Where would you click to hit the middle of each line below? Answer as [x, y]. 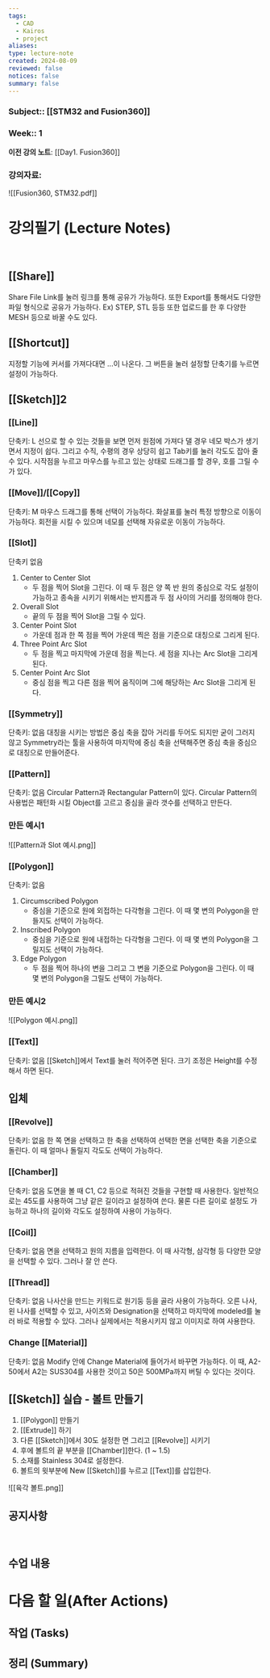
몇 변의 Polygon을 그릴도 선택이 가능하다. [97, 978]
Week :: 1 [25, 133]
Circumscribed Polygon [59, 901]
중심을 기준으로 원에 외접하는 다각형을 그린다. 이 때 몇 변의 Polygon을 [141, 910]
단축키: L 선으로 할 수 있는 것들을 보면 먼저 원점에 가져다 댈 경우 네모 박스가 [126, 441]
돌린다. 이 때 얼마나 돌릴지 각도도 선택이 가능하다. [86, 1150]
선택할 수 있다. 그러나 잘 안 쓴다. [67, 1260]
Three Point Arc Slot [53, 644]
